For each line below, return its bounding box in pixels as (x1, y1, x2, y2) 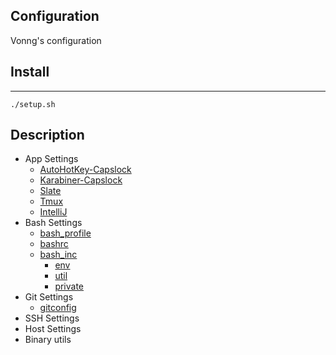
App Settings (24, 153, 79, 165)
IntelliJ (39, 206, 68, 218)
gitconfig (39, 302, 77, 314)
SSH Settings (24, 312, 80, 324)
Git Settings (24, 291, 74, 303)
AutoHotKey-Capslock (39, 164, 132, 176)
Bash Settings (24, 217, 83, 229)
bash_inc (39, 249, 78, 261)
